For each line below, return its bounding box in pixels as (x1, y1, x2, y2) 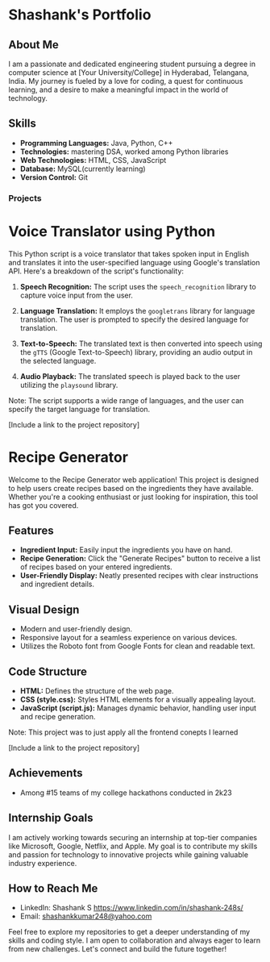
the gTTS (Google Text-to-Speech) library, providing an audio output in (19, 347, 253, 356)
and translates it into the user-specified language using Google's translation (8, 257, 260, 267)
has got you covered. (8, 500, 79, 510)
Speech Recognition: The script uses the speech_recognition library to (19, 281, 256, 291)
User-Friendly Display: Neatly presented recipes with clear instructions (19, 571, 259, 581)
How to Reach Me (8, 881, 98, 896)
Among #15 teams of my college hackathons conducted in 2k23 (19, 788, 232, 798)
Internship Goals (8, 811, 93, 825)
